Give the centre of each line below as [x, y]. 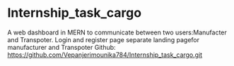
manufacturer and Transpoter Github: [62, 47]
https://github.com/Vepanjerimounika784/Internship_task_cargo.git [105, 55]
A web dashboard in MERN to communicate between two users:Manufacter [117, 32]
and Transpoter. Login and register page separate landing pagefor [104, 39]
